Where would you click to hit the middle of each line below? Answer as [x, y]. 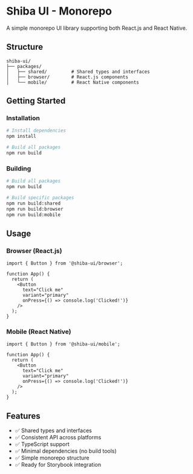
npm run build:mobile [34, 215]
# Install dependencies [36, 131]
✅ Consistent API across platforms [58, 438]
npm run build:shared [34, 203]
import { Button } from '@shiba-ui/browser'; [64, 263]
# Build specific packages [40, 198]
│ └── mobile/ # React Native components [73, 82]
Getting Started [36, 101]
